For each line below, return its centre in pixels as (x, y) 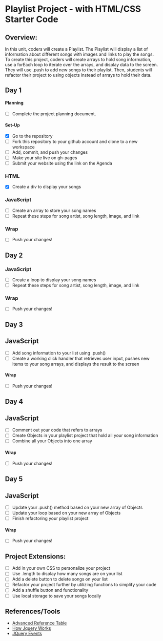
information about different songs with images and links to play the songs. (80, 54)
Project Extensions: (35, 556)
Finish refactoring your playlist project (50, 518)
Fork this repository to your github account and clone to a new (75, 141)
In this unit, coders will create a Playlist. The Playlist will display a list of (76, 49)
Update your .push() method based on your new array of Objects (77, 507)
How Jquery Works (31, 628)
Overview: (21, 37)
